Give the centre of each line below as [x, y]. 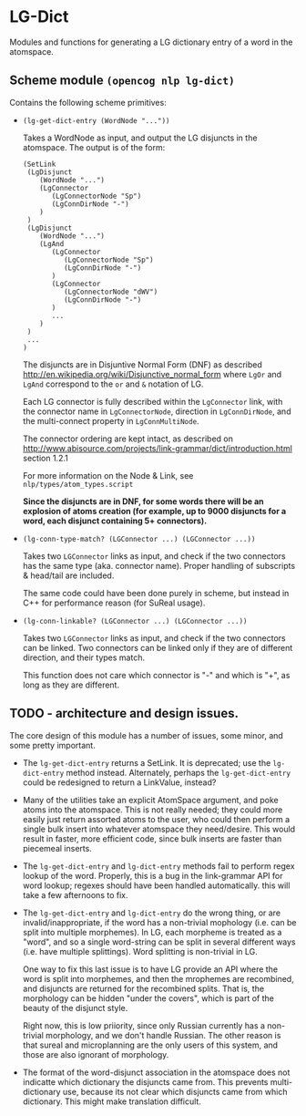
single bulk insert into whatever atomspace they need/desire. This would [159, 829]
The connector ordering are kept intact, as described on [128, 439]
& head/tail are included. [68, 575]
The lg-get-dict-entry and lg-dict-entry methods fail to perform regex [158, 866]
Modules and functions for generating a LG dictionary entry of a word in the [151, 42]
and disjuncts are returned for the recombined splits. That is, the [143, 988]
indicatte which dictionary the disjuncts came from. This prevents [145, 1081]
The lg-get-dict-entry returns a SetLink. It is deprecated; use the [147, 762]
